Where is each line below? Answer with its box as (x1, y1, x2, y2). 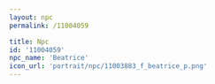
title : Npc (9, 37, 50, 46)
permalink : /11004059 (9, 21, 89, 30)
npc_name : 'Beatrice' (9, 54, 89, 63)
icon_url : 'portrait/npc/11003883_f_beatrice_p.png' (9, 62, 208, 71)
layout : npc (9, 12, 53, 22)
